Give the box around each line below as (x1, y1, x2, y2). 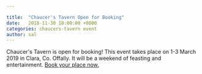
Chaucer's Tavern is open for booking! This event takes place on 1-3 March (6, 48, 196, 56)
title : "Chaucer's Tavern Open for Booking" (6, 14, 124, 20)
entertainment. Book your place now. (6, 61, 99, 68)
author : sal (6, 31, 37, 37)
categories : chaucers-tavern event (6, 26, 97, 32)
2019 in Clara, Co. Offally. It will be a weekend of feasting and (6, 54, 162, 62)
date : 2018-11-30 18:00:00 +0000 (6, 20, 97, 26)
